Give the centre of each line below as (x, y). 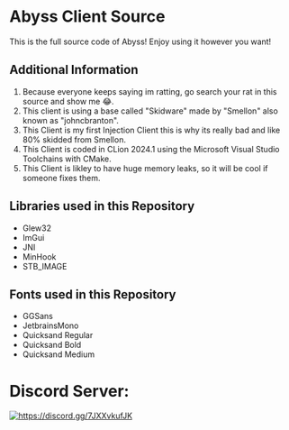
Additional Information (74, 70)
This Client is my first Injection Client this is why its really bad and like (151, 130)
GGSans (38, 316)
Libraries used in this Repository (102, 206)
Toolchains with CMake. (67, 159)
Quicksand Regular (58, 335)
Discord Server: (69, 391)
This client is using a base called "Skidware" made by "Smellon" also (150, 111)
